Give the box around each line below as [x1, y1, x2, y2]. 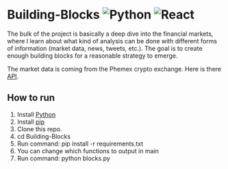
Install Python [16, 110, 56, 118]
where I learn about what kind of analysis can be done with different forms [7, 36, 218, 45]
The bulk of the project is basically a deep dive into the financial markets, [7, 30, 214, 38]
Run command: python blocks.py [16, 154, 111, 162]
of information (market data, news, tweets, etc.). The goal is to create [7, 44, 203, 52]
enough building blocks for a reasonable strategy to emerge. [7, 52, 178, 60]
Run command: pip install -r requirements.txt [16, 139, 144, 148]
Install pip [16, 117, 45, 126]
